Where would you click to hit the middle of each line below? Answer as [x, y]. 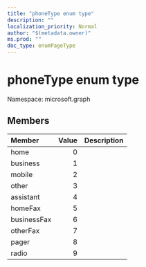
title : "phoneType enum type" [51, 13]
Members [28, 121]
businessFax [31, 219]
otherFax [25, 230]
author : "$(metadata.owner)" [49, 33]
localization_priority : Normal [52, 26]
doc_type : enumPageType [42, 46]
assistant [25, 196]
